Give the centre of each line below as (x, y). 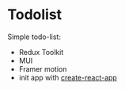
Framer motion (43, 68)
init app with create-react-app (68, 77)
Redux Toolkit (41, 52)
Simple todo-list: (34, 37)
